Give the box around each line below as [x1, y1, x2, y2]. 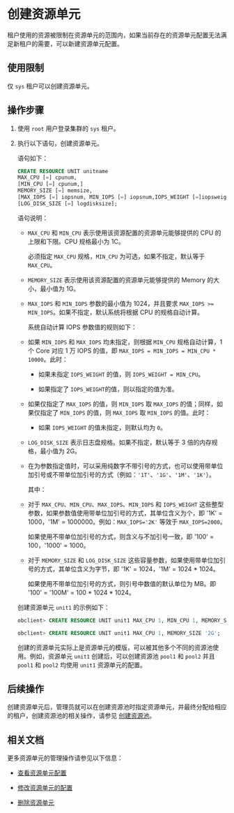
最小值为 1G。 [40, 284, 80, 293]
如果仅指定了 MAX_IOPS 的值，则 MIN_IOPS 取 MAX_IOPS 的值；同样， [27, 400, 217, 408]
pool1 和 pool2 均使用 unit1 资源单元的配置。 [17, 661, 146, 669]
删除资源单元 [17, 798, 54, 807]
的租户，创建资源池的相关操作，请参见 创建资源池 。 [7, 712, 155, 720]
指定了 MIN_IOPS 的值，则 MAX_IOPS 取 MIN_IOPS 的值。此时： [40, 408, 211, 416]
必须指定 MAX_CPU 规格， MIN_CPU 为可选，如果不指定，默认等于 [27, 252, 205, 261]
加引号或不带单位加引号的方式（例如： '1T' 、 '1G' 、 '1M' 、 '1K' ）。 [27, 470, 216, 478]
